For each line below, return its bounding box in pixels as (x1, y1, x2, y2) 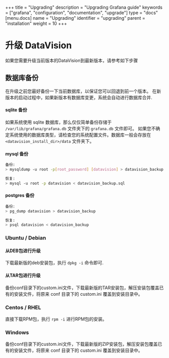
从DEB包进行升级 (5, 248, 41, 254)
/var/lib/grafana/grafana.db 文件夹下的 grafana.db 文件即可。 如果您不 (5, 125, 156, 131)
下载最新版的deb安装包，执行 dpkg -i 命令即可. (5, 260, 104, 266)
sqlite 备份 (5, 107, 27, 113)
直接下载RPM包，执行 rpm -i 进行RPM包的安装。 (5, 316, 107, 322)
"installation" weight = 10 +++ (5, 20, 67, 26)
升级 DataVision (5, 40, 72, 51)
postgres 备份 (5, 192, 34, 198)
